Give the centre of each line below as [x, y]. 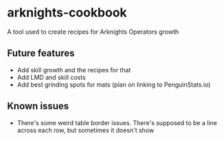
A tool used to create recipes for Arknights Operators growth [93, 32]
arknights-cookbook [67, 13]
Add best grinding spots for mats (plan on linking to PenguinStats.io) [114, 85]
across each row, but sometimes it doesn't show [86, 130]
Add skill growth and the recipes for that [74, 69]
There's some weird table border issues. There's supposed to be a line [117, 122]
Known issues [38, 106]
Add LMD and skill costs [51, 77]
